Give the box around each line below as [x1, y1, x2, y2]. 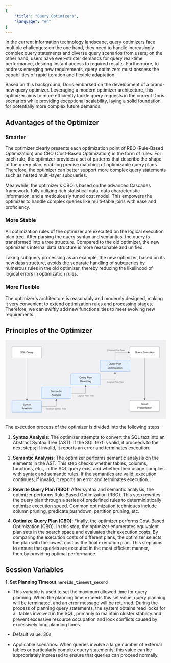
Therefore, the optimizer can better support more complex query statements [5, 167, 166, 173]
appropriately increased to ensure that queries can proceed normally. [12, 652, 159, 658]
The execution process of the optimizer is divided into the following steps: [5, 424, 161, 430]
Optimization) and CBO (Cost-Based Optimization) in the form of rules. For [5, 150, 162, 156]
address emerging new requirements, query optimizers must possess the [5, 66, 159, 73]
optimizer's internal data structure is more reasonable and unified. [5, 244, 144, 250]
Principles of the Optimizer [5, 326, 93, 335]
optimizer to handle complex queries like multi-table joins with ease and [5, 198, 157, 204]
